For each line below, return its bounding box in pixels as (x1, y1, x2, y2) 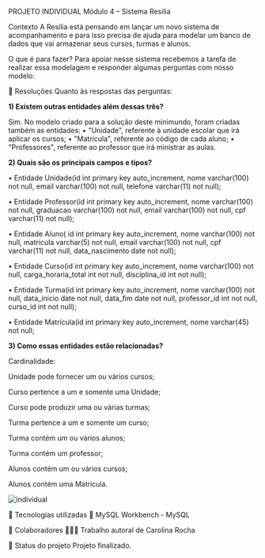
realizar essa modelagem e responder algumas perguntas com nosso (8, 63, 234, 72)
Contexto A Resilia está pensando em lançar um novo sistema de (8, 22, 220, 31)
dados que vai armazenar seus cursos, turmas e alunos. (8, 39, 191, 48)
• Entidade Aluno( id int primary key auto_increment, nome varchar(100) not (8, 229, 256, 239)
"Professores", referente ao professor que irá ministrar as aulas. (8, 143, 216, 151)
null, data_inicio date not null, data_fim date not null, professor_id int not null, (8, 293, 258, 303)
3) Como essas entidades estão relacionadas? (8, 341, 164, 350)
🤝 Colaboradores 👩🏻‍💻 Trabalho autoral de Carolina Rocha (8, 526, 195, 534)
